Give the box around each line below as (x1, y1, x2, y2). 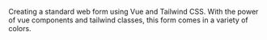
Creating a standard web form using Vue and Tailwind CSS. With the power (8, 7, 259, 16)
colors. (8, 24, 32, 33)
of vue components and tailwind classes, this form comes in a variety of (8, 15, 248, 25)
